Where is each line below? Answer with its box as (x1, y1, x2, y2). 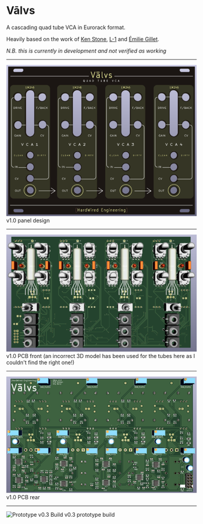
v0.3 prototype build (64, 511, 115, 518)
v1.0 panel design (6, 217, 50, 224)
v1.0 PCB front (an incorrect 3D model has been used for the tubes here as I (6, 353, 195, 360)
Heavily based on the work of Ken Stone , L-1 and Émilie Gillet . (6, 35, 159, 42)
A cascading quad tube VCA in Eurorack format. (6, 24, 126, 31)
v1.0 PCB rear (6, 493, 40, 500)
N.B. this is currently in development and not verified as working (6, 47, 167, 55)
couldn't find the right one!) (6, 359, 75, 366)
